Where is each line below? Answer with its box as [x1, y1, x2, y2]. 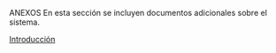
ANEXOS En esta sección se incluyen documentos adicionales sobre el [9, 8, 268, 18]
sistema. [9, 17, 40, 27]
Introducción [9, 34, 56, 44]
